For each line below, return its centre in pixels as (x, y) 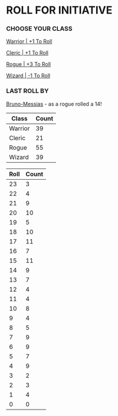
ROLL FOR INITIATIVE (59, 10)
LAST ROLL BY (27, 91)
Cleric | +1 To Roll (27, 53)
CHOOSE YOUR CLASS (39, 29)
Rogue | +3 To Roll (29, 64)
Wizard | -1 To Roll (28, 76)
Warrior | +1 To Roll (29, 41)
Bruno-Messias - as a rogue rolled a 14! (54, 104)
